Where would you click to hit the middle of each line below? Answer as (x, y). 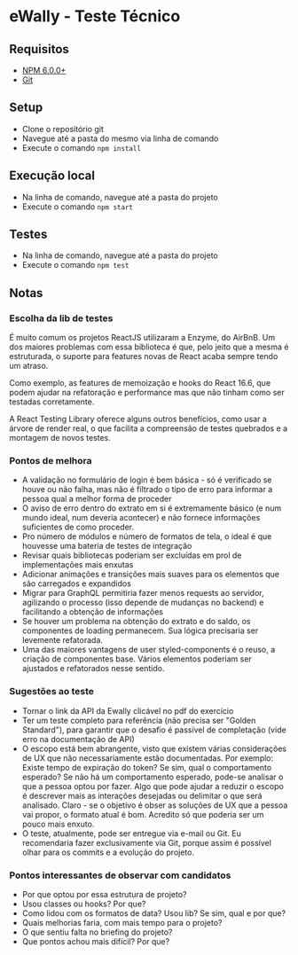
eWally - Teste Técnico (95, 16)
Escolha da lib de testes (61, 318)
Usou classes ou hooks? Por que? (84, 904)
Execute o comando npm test (75, 265)
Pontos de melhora (51, 461)
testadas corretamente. (52, 402)
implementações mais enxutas (78, 565)
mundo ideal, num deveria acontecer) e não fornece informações (141, 518)
